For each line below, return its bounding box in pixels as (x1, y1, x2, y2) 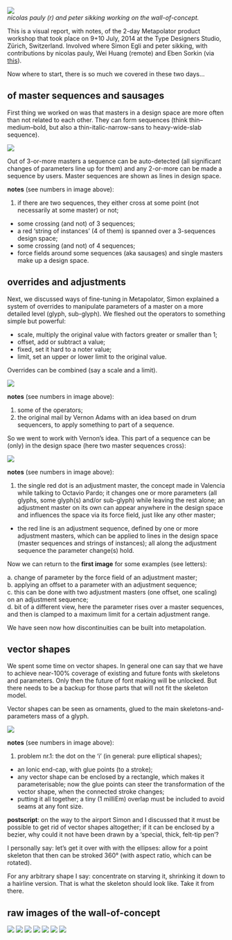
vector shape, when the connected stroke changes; (17, 787, 165, 796)
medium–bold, (7, 123, 48, 131)
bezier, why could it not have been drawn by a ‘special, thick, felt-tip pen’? (7, 830, 220, 839)
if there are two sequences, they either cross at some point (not (17, 198, 199, 207)
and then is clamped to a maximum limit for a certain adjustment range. (7, 610, 211, 618)
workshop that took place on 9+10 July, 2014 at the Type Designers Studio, (7, 35, 222, 42)
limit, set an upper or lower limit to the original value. (17, 352, 168, 361)
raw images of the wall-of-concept (7, 907, 161, 918)
